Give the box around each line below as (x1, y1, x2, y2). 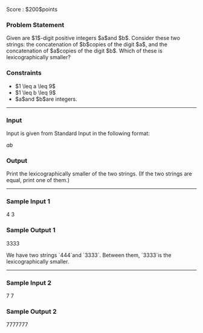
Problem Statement (6, 21, 65, 29)
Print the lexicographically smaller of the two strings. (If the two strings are (6, 170, 192, 177)
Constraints (6, 69, 42, 77)
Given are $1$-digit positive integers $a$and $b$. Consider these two (6, 34, 180, 42)
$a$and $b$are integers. (14, 95, 77, 103)
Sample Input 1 (6, 197, 50, 206)
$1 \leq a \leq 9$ (14, 82, 56, 90)
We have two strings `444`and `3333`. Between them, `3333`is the (6, 251, 172, 259)
